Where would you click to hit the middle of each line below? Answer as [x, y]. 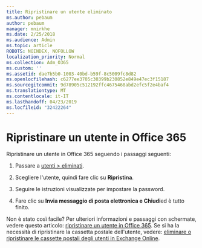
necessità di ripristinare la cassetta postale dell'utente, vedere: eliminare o [99, 232]
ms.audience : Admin [31, 40]
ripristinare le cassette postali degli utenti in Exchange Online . [83, 238]
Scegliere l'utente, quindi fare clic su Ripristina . [74, 178]
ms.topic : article [29, 46]
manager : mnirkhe [28, 29]
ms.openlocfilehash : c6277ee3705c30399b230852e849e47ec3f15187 [88, 79]
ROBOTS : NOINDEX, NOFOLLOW [40, 51]
